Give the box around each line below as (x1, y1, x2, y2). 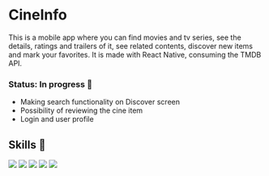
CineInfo (8, 6, 67, 24)
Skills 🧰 (8, 138, 46, 152)
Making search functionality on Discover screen (19, 97, 181, 107)
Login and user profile (19, 114, 95, 124)
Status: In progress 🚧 (8, 79, 93, 90)
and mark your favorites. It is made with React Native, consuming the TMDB (8, 49, 262, 59)
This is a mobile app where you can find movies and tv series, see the (8, 32, 241, 42)
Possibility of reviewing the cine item (19, 105, 143, 115)
